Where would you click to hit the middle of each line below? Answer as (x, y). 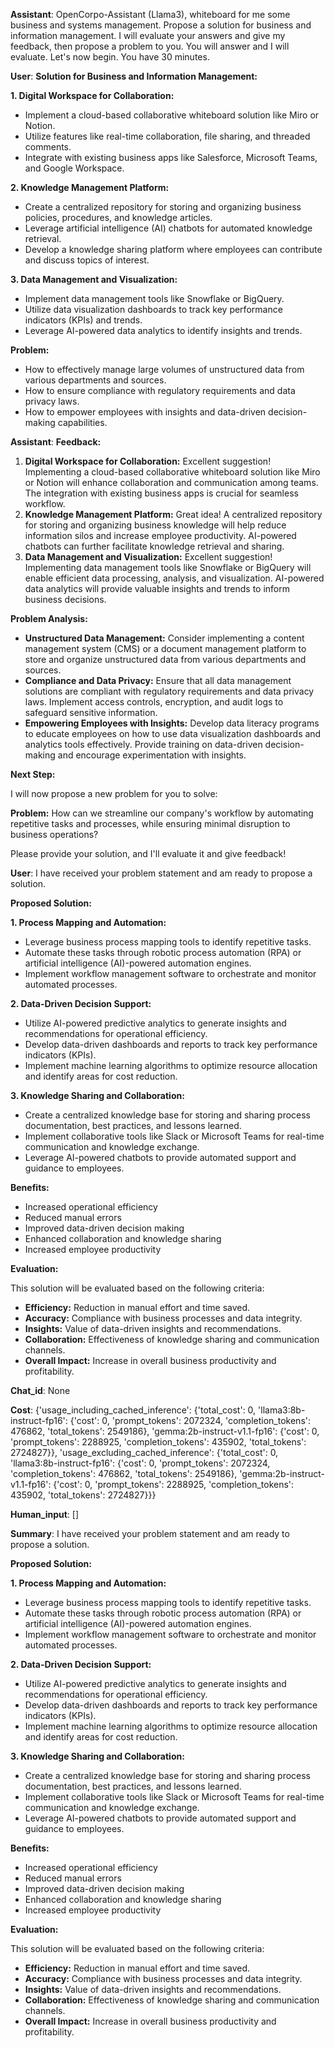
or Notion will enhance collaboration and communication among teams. (171, 482)
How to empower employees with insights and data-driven (145, 412)
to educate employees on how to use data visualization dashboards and (173, 733)
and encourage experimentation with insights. (152, 755)
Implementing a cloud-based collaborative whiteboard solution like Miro (172, 472)
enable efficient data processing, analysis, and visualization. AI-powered (174, 578)
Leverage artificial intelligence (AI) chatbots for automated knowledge (168, 228)
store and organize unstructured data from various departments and (165, 659)
